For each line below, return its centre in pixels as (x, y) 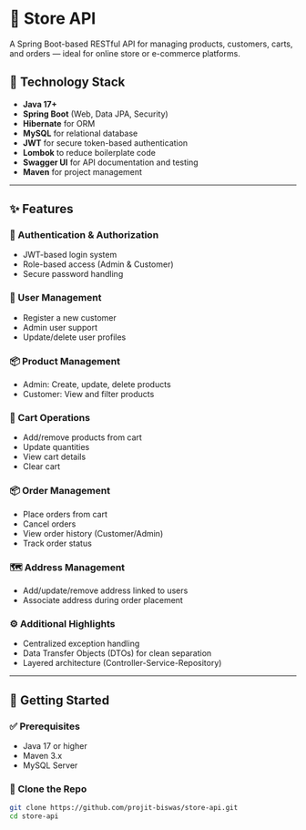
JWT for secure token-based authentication (105, 143)
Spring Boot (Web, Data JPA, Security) (95, 114)
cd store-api (34, 816)
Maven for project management (82, 171)
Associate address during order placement (103, 599)
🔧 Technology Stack (67, 82)
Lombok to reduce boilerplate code (89, 152)
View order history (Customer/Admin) (93, 533)
